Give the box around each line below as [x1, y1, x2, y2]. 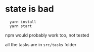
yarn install [9, 19, 37, 24]
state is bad [5, 3, 54, 15]
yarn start [9, 23, 32, 29]
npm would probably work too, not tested [5, 32, 90, 38]
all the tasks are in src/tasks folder [5, 41, 77, 47]
